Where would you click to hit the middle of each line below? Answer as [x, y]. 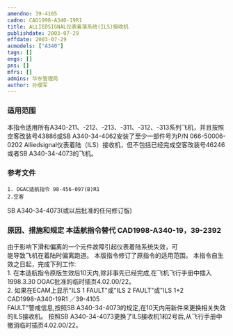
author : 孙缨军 [27, 85]
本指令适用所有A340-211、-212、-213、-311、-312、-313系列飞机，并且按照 [116, 127]
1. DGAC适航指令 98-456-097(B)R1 [54, 189]
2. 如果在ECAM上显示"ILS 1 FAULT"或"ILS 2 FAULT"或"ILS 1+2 [96, 291]
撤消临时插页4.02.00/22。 [45, 326]
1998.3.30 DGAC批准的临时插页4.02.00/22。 [71, 282]
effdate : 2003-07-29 [37, 40]
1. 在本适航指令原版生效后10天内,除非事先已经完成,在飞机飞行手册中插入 [110, 273]
